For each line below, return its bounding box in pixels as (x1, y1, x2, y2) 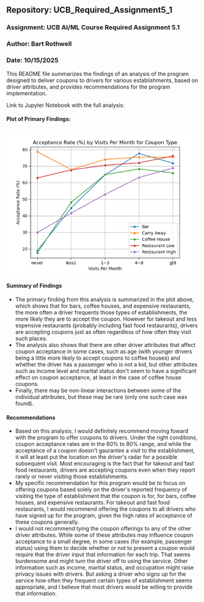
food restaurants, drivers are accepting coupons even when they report (15, 466, 195, 474)
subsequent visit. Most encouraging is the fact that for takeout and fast (15, 460, 194, 467)
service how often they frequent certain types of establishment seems (15, 577, 192, 584)
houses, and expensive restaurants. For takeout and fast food (15, 499, 170, 507)
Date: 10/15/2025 (6, 56, 59, 65)
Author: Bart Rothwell (6, 40, 72, 48)
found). (15, 399, 34, 407)
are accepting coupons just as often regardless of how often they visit (15, 328, 192, 335)
